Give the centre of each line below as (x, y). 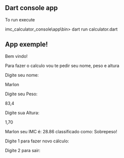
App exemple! (27, 44)
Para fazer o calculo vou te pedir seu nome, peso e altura (62, 66)
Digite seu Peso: (21, 94)
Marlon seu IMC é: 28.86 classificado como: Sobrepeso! (61, 131)
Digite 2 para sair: (23, 150)
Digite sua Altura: (22, 113)
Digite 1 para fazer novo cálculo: (37, 141)
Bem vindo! (16, 56)
